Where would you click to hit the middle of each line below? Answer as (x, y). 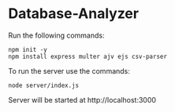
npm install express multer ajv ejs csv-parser (88, 56)
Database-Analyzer (74, 14)
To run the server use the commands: (69, 70)
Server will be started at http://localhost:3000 (82, 99)
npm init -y (28, 49)
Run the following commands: (56, 35)
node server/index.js (44, 85)
